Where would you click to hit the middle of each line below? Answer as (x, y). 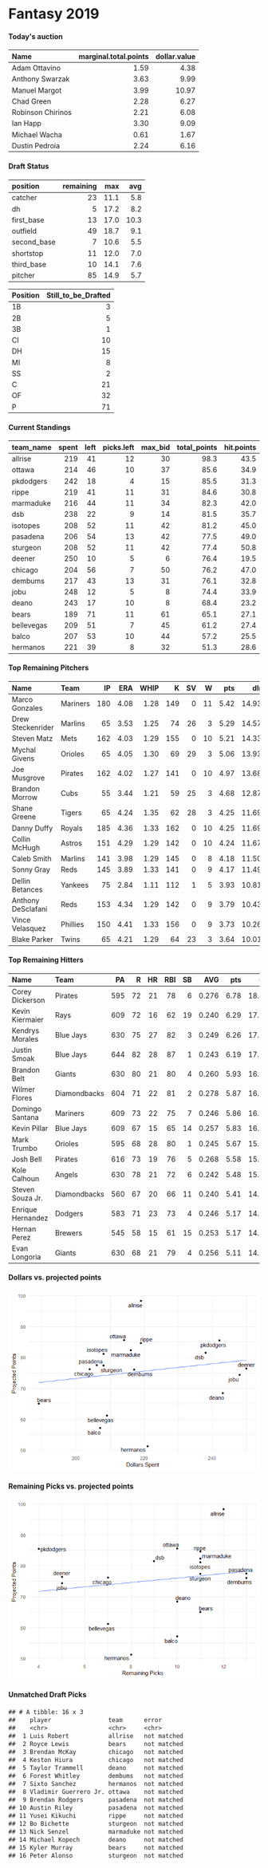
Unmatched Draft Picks (47, 1694)
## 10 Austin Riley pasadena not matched (96, 1808)
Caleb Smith (32, 859)
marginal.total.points (114, 56)
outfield (24, 231)
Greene (24, 817)
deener (24, 558)
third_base (29, 264)
